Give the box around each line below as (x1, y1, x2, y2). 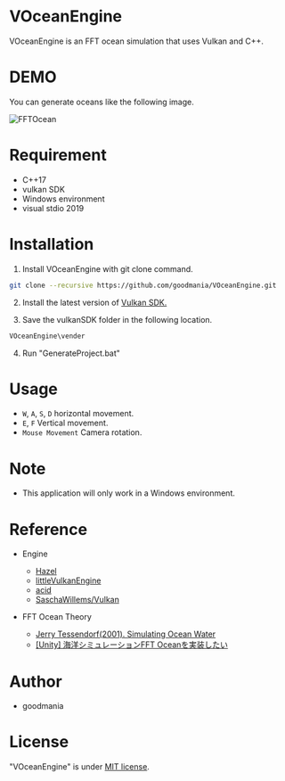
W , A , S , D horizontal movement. (21, 408, 134, 419)
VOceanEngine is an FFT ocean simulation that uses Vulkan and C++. (9, 36, 265, 46)
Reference (9, 519, 87, 539)
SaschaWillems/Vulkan (35, 595, 120, 605)
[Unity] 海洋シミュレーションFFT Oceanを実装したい (35, 639, 229, 650)
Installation (9, 234, 94, 254)
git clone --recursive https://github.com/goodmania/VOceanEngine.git (9, 281, 277, 290)
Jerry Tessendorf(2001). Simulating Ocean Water (35, 629, 216, 639)
